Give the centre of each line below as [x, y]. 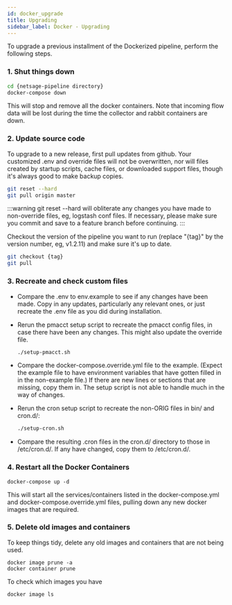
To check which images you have [55, 581]
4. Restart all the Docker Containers [69, 467]
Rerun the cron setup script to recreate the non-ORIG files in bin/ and [116, 408]
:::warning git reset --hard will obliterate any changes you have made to [109, 209]
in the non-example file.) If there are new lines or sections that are [111, 380]
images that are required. [43, 509]
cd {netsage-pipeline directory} [55, 86]
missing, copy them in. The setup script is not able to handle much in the [121, 387]
